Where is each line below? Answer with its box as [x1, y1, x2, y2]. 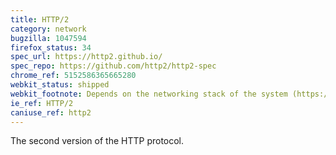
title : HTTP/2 [10, 14, 70, 25]
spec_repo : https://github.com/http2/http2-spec [10, 61, 217, 71]
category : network [10, 24, 87, 34]
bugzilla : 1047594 [10, 33, 87, 43]
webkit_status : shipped [10, 80, 110, 90]
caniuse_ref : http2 [10, 107, 92, 118]
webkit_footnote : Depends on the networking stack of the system [10, 89, 288, 99]
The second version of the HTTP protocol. [10, 135, 185, 147]
